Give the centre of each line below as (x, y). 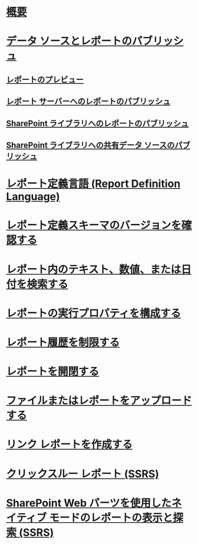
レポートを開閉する (53, 372)
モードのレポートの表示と (111, 518)
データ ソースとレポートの (69, 41)
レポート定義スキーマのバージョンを (94, 225)
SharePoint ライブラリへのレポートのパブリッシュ (98, 123)
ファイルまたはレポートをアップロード (99, 401)
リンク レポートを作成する (69, 445)
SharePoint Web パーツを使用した (89, 503)
